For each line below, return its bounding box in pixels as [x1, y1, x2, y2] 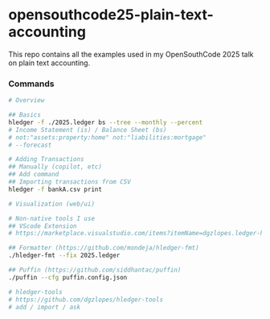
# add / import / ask [8, 303, 81, 311]
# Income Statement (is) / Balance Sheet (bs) [8, 126, 167, 134]
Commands [8, 78, 55, 89]
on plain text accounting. [8, 58, 91, 68]
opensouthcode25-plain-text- [8, 6, 215, 24]
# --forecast [8, 141, 52, 149]
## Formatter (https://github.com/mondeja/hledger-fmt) [8, 244, 199, 252]
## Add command [8, 171, 59, 179]
